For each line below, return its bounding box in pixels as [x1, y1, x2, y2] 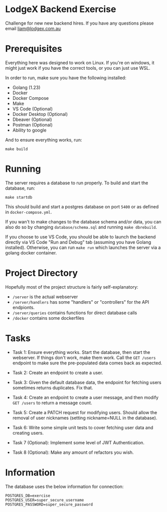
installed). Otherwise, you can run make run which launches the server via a [5, 244, 161, 250]
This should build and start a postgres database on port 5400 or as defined [5, 203, 159, 209]
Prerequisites [5, 43, 63, 55]
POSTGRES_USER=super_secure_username [5, 497, 84, 502]
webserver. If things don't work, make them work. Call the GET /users [12, 354, 156, 360]
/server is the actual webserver [12, 294, 78, 300]
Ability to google [12, 127, 47, 133]
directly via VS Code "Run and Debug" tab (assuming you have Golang [5, 239, 151, 245]
